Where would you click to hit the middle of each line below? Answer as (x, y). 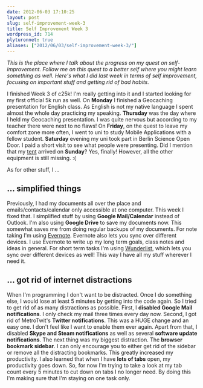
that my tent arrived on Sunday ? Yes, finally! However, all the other (90, 151)
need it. (16, 261)
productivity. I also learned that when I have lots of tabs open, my (89, 359)
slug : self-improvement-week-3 (46, 23)
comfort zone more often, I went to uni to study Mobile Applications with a (99, 132)
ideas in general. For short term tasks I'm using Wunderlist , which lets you (99, 248)
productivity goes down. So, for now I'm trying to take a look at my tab (95, 365)
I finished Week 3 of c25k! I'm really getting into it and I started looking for (99, 94)
